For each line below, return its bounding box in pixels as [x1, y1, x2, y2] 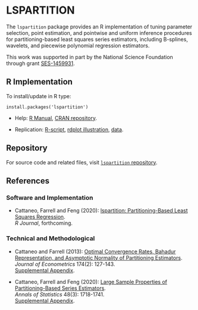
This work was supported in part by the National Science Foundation [6, 53, 173, 60]
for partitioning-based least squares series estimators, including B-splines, [6, 35, 188, 43]
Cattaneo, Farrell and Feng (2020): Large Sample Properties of [14, 278, 167, 285]
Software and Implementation [6, 193, 93, 202]
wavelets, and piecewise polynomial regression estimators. [6, 42, 150, 49]
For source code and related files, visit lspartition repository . [6, 159, 158, 166]
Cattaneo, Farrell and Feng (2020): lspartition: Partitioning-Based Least [14, 207, 188, 214]
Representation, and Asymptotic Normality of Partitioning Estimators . [14, 254, 183, 261]
